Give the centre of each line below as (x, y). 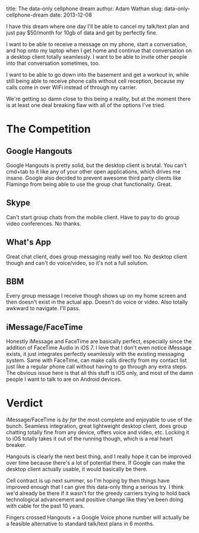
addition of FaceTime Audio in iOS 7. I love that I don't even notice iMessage (99, 348)
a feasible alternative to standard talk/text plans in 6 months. (80, 524)
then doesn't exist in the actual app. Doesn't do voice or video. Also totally (97, 302)
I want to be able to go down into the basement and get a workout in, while (97, 75)
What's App (29, 242)
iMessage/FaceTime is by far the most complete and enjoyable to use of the (99, 420)
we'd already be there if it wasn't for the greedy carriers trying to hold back (98, 493)
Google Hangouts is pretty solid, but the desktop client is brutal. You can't (97, 165)
